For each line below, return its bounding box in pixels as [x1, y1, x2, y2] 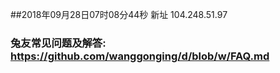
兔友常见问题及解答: [10, 36, 107, 50]
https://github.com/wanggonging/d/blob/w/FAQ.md [10, 49, 270, 63]
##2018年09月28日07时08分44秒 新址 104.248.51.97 [10, 9, 228, 20]
